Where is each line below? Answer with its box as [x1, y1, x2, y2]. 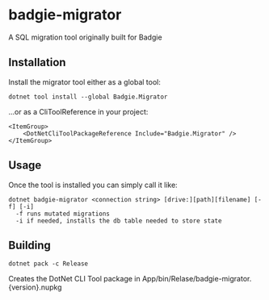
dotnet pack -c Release [8, 260, 89, 268]
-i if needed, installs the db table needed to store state [15, 216, 222, 225]
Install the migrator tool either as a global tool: [8, 77, 162, 86]
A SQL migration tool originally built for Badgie [8, 32, 163, 42]
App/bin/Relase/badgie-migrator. [141, 274, 252, 284]
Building [8, 238, 51, 252]
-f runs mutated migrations [15, 210, 111, 218]
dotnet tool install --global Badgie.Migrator [8, 93, 168, 101]
